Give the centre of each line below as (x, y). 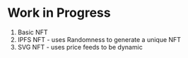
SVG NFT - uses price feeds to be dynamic (80, 47)
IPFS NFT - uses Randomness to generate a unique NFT (99, 39)
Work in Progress (59, 13)
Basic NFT (33, 32)
